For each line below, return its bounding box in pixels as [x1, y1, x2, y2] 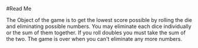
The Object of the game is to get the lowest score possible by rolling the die [6, 17, 193, 23]
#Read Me [6, 5, 32, 12]
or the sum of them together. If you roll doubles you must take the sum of [6, 29, 186, 36]
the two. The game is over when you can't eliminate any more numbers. [6, 36, 182, 42]
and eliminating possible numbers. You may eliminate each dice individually [6, 23, 192, 30]
